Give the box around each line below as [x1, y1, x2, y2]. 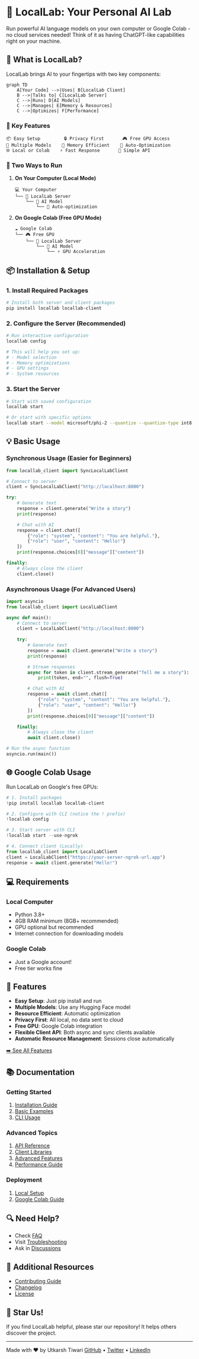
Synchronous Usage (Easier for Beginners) [6, 454, 132, 463]
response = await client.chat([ [27, 691, 108, 697]
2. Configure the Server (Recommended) [6, 319, 126, 328]
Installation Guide [14, 1101, 57, 1108]
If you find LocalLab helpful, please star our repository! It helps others [6, 1323, 176, 1331]
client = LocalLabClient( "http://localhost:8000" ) [17, 626, 145, 632]
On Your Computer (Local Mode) [14, 175, 97, 182]
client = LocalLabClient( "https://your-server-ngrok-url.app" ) [6, 854, 166, 860]
